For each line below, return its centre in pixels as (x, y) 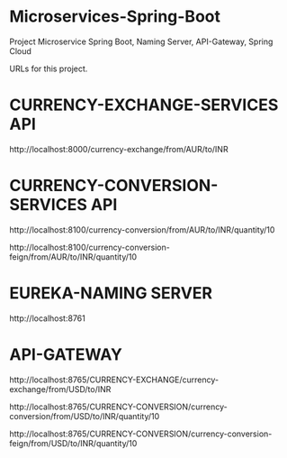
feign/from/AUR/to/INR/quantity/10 (73, 256)
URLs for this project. (49, 69)
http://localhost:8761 (47, 318)
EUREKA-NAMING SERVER (111, 293)
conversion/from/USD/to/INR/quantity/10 (85, 416)
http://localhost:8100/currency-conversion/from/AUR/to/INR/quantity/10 (142, 229)
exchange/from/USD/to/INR (60, 389)
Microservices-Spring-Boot (115, 17)
